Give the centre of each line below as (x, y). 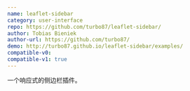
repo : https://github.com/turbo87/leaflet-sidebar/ (84, 27)
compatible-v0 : (29, 53)
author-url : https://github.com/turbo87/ (69, 40)
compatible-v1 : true (38, 59)
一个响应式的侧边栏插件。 (44, 80)
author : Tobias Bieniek (42, 33)
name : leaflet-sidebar (40, 14)
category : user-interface (45, 20)
